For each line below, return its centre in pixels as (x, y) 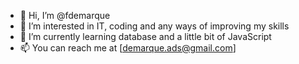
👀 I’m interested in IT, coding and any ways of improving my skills (154, 26)
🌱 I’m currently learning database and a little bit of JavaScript (145, 36)
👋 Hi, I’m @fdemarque (65, 15)
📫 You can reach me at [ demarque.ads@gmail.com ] (128, 48)
